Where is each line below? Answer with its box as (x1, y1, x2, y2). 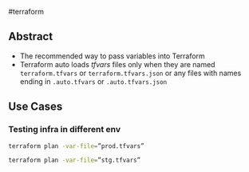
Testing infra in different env (8, 124, 121, 135)
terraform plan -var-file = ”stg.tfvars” (8, 156, 141, 165)
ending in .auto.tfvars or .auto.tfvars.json (19, 76, 168, 86)
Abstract (8, 30, 53, 43)
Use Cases (8, 100, 63, 114)
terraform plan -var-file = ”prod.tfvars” (8, 142, 145, 150)
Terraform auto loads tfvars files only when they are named (19, 59, 215, 69)
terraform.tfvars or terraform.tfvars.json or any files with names (19, 68, 242, 78)
